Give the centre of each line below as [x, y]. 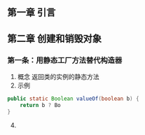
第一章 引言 [32, 13]
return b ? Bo [40, 105]
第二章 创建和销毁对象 [54, 38]
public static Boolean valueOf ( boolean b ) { [73, 99]
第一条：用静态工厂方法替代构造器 [65, 60]
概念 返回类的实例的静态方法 [58, 77]
